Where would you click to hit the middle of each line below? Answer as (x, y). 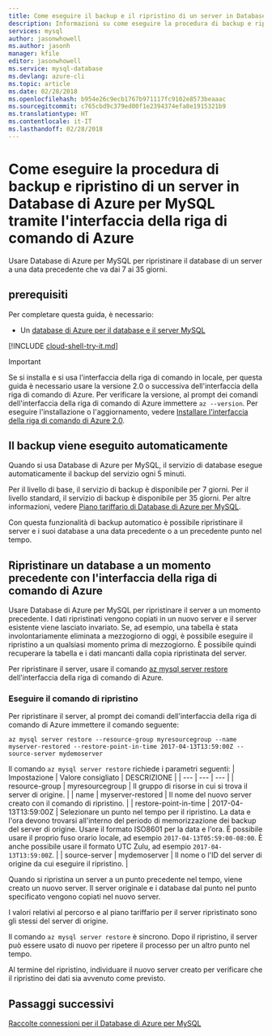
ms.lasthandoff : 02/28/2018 (56, 129)
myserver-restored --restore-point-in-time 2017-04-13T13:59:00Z (121, 747)
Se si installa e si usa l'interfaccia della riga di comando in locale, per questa (136, 377)
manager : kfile (34, 54)
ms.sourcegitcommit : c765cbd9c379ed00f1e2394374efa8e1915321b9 (117, 106)
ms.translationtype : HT (49, 114)
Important (25, 361)
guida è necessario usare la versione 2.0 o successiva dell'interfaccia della (134, 385)
